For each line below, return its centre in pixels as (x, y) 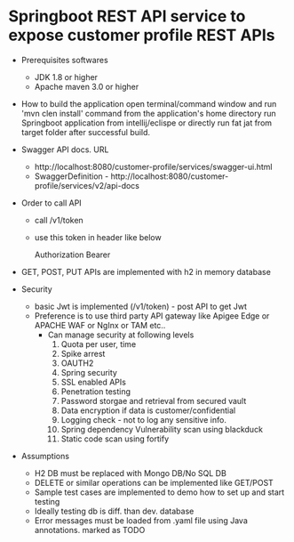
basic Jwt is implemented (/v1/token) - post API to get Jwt (141, 306)
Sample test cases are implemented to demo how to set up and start (159, 492)
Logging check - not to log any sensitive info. (144, 419)
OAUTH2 (77, 363)
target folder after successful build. (86, 132)
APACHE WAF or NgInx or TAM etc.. (100, 325)
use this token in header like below (98, 237)
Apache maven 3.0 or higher (87, 86)
